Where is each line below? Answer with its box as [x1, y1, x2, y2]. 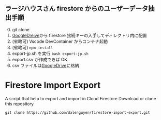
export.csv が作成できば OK [12, 56, 68, 62]
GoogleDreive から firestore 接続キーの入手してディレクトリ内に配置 [12, 32, 147, 38]
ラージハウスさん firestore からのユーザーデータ [5, 4, 148, 13]
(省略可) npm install [12, 44, 53, 50]
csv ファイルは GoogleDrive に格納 [12, 62, 80, 68]
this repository [5, 101, 34, 107]
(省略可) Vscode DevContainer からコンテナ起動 [12, 38, 108, 44]
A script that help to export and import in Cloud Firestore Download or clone [5, 95, 156, 101]
